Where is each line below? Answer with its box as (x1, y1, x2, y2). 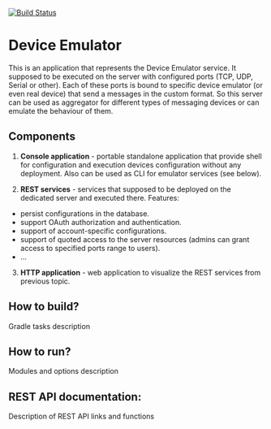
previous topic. (19, 276, 71, 286)
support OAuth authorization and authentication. (19, 217, 183, 227)
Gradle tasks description (8, 321, 91, 331)
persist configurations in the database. (19, 208, 150, 219)
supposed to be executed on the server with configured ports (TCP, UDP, (8, 71, 253, 81)
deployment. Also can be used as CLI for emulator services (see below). (19, 168, 262, 178)
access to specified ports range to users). (19, 243, 161, 253)
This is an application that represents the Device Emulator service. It (8, 63, 237, 72)
